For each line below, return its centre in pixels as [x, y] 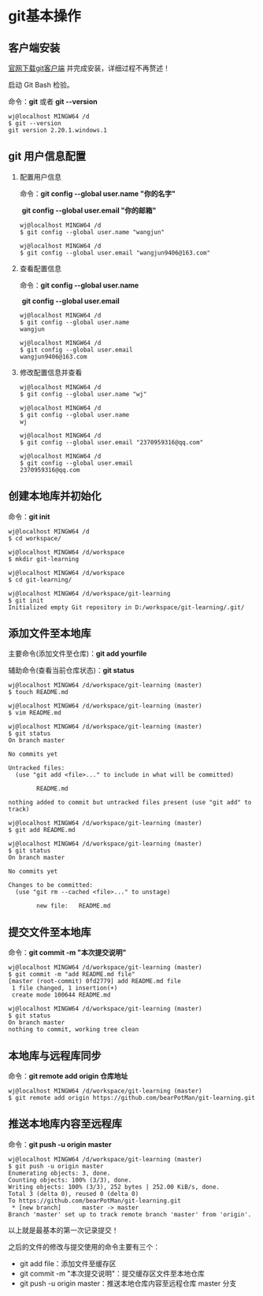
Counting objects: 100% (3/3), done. [70, 1180]
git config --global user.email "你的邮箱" [89, 210]
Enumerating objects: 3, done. [59, 1173]
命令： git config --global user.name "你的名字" [97, 193]
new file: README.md [74, 906]
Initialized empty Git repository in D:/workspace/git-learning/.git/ [126, 607]
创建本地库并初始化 [55, 496]
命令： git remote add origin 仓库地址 [68, 1076]
